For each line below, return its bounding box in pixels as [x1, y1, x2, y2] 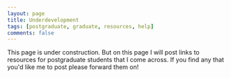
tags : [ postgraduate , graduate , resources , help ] [7, 23, 154, 30]
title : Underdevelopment [7, 17, 79, 23]
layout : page [7, 10, 45, 17]
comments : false [7, 29, 54, 37]
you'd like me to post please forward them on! [7, 63, 139, 71]
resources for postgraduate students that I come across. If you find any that [7, 56, 225, 64]
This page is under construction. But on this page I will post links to [7, 48, 200, 57]
